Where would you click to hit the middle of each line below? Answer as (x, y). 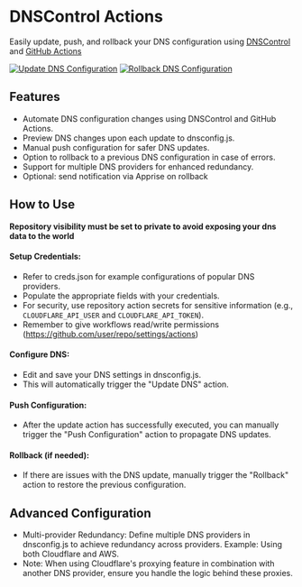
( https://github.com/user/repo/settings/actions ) (110, 334)
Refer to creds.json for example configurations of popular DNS (138, 276)
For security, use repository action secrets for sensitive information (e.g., (158, 305)
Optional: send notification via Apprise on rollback (115, 176)
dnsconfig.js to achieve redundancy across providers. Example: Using (152, 545)
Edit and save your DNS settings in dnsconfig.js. (111, 374)
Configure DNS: (40, 354)
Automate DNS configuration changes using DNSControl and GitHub (149, 118)
